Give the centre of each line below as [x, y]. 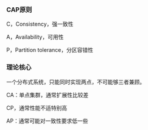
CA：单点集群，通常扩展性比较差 [48, 95]
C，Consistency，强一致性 [40, 24]
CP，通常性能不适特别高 [37, 107]
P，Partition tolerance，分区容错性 [50, 50]
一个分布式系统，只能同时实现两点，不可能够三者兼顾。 [76, 82]
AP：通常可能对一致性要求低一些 [47, 121]
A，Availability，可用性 [35, 37]
